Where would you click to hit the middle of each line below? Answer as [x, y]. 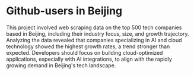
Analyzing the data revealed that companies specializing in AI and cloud [94, 40]
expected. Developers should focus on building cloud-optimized [85, 52]
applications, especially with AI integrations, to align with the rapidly [89, 59]
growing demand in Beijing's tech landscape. [61, 65]
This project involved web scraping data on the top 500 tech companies [94, 27]
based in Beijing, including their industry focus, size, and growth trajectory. [98, 33]
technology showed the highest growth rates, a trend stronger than [88, 46]
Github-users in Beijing [64, 11]
